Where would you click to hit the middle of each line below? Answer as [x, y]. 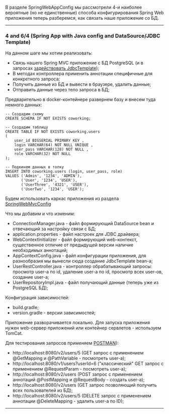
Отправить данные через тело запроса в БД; [61, 90]
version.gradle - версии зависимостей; [54, 313]
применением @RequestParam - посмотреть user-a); [69, 369]
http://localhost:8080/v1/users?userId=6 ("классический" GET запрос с [88, 364]
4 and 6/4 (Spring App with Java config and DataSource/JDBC [83, 36]
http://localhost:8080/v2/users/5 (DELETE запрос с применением [82, 396]
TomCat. [14, 333]
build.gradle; [26, 307]
